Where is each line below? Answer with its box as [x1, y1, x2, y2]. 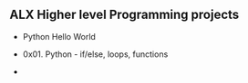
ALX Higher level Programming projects [9, 7, 240, 23]
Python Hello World [22, 31, 96, 41]
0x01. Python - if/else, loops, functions [22, 49, 169, 60]
